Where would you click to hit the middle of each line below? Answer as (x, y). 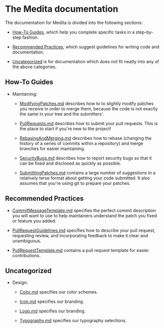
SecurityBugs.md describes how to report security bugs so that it (86, 158)
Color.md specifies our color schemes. (59, 292)
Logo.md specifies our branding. (53, 311)
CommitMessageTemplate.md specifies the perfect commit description (84, 210)
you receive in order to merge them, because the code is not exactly (89, 108)
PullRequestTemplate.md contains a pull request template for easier (81, 250)
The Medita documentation (62, 9)
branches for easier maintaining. (52, 149)
